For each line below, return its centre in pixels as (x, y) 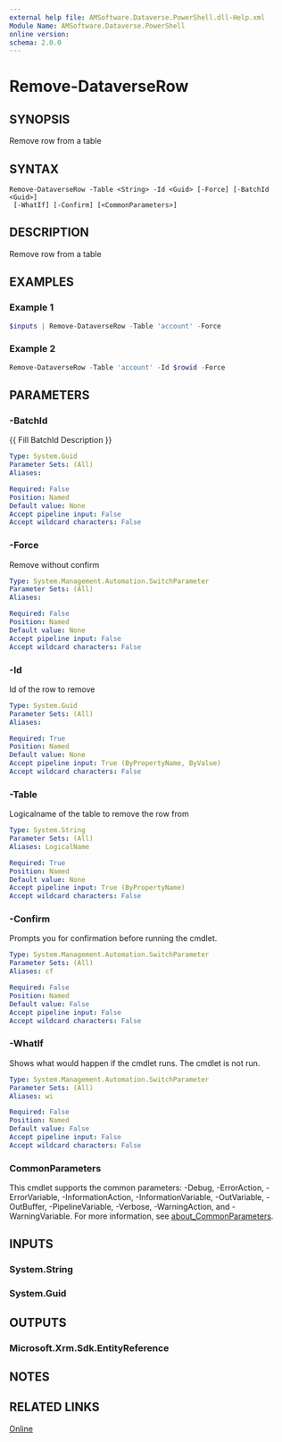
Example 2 (33, 349)
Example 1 (32, 307)
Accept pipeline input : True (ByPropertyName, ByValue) (115, 763)
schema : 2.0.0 (36, 42)
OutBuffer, (28, 1207)
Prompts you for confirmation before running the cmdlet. (113, 938)
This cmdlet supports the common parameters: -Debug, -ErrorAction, (137, 1188)
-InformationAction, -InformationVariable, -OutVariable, (163, 1197)
